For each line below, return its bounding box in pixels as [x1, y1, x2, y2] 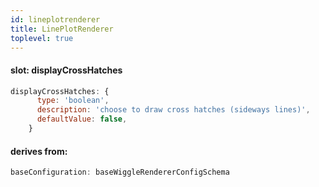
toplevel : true [10, 33, 74, 43]
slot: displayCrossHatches [10, 64, 123, 76]
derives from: [10, 145, 68, 157]
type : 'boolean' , [36, 96, 110, 106]
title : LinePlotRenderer [10, 24, 114, 34]
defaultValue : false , [36, 114, 128, 125]
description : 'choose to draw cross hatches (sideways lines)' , [36, 105, 311, 115]
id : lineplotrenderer [10, 14, 101, 25]
